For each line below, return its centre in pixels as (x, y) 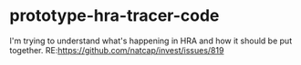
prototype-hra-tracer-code (114, 16)
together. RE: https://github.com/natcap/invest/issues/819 (117, 50)
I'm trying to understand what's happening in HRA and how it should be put (151, 41)
